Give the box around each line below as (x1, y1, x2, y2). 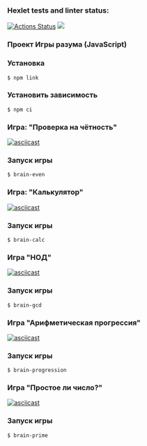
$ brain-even (7, 171, 45, 178)
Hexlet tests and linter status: (7, 6, 109, 15)
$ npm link (7, 74, 39, 82)
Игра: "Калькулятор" (7, 187, 84, 197)
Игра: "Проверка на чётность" (7, 122, 117, 132)
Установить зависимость (7, 90, 98, 100)
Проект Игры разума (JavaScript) (7, 40, 127, 49)
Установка (7, 59, 45, 68)
